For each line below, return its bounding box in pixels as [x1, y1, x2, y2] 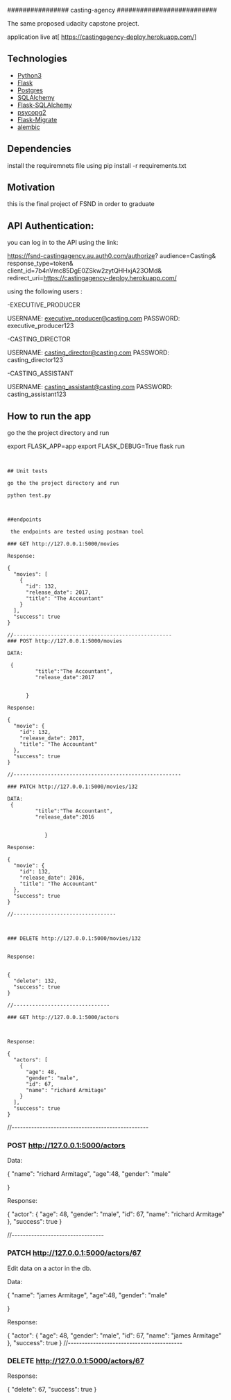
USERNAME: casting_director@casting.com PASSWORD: [7, 348, 170, 357]
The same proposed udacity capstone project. [7, 19, 140, 27]
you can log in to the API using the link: [7, 239, 119, 247]
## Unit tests [7, 468, 49, 475]
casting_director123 [7, 356, 64, 364]
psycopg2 [17, 108, 46, 117]
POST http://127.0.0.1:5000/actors [7, 1141, 126, 1150]
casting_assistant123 [7, 390, 67, 398]
